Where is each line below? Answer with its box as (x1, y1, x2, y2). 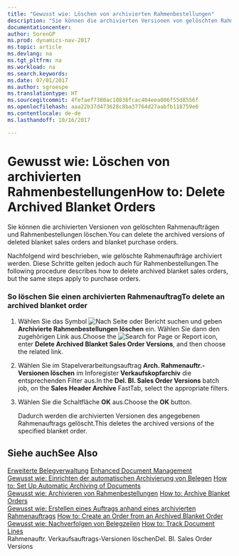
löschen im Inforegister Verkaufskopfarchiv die (50, 369, 192, 377)
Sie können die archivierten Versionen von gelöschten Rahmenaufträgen (7, 222, 220, 231)
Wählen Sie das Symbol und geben (17, 316, 223, 325)
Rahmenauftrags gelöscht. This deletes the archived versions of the (17, 418, 215, 428)
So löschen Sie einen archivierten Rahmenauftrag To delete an (7, 292, 225, 302)
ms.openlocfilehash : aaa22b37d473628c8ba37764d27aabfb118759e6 (7, 103, 199, 110)
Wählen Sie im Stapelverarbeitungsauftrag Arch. (17, 361, 160, 369)
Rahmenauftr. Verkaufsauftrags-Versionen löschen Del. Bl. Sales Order (7, 534, 213, 542)
